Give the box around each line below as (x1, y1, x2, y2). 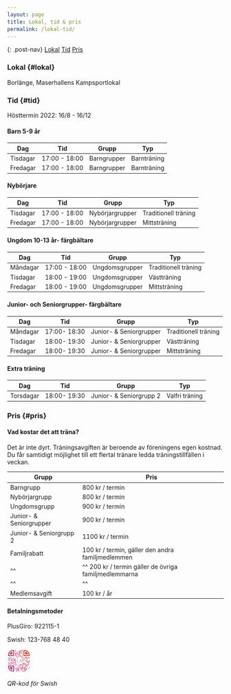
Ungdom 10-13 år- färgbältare (7, 236, 94, 244)
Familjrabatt (10, 549, 44, 558)
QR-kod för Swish (7, 680, 58, 688)
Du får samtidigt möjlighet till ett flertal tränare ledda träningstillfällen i (7, 450, 205, 458)
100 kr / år (82, 589, 113, 598)
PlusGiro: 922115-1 (7, 622, 60, 631)
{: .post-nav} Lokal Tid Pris (7, 45, 84, 54)
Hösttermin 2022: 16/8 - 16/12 (7, 111, 91, 119)
